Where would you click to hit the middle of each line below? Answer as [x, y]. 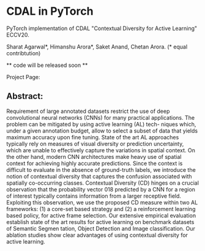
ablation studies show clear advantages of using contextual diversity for [97, 235]
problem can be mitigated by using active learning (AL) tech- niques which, [101, 124]
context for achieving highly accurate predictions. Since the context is [95, 163]
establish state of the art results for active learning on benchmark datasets [100, 222]
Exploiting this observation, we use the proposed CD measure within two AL [102, 202]
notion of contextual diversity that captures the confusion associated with [99, 176]
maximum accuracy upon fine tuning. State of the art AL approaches [93, 137]
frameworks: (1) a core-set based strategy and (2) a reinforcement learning [101, 209]
